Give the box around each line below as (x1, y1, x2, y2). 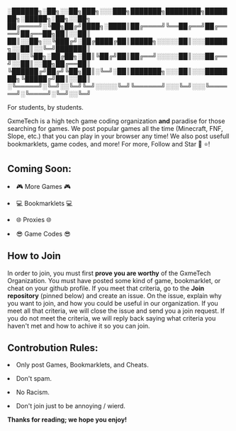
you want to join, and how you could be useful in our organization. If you (7, 299, 218, 307)
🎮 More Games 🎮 (16, 182, 71, 190)
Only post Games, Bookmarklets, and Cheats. (16, 361, 149, 369)
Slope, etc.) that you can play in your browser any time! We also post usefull (7, 132, 230, 140)
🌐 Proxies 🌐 (16, 215, 52, 224)
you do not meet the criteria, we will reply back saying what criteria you (7, 314, 216, 322)
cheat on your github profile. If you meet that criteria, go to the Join (7, 284, 205, 292)
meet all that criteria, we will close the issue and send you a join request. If (7, 306, 225, 315)
